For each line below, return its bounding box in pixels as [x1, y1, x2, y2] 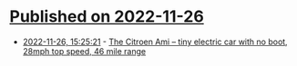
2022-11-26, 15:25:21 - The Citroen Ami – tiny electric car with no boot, [22, 36, 289, 47]
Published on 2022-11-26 [9, 6, 205, 27]
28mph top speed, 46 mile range [22, 45, 147, 56]
